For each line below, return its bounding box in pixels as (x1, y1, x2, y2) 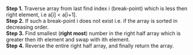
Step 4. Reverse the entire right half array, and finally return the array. (6, 42, 174, 49)
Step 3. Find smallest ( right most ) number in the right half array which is (6, 30, 181, 37)
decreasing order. (6, 23, 49, 30)
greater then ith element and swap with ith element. (6, 36, 130, 43)
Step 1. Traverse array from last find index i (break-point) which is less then (6, 5, 188, 12)
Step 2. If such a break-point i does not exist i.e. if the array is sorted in (6, 18, 178, 24)
